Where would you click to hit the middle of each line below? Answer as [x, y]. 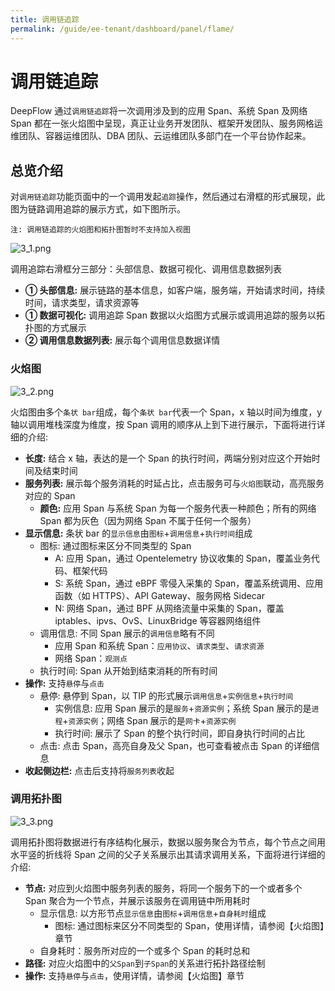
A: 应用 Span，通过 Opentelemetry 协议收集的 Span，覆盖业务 [183, 558]
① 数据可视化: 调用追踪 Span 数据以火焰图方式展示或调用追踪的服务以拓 [174, 315]
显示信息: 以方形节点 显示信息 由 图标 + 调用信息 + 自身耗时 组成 [153, 913]
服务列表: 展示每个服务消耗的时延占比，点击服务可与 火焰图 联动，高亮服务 [174, 483]
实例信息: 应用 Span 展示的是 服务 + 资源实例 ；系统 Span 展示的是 [183, 708]
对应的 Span [50, 495]
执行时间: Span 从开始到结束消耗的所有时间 [128, 670]
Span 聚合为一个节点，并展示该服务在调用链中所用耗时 [137, 900]
